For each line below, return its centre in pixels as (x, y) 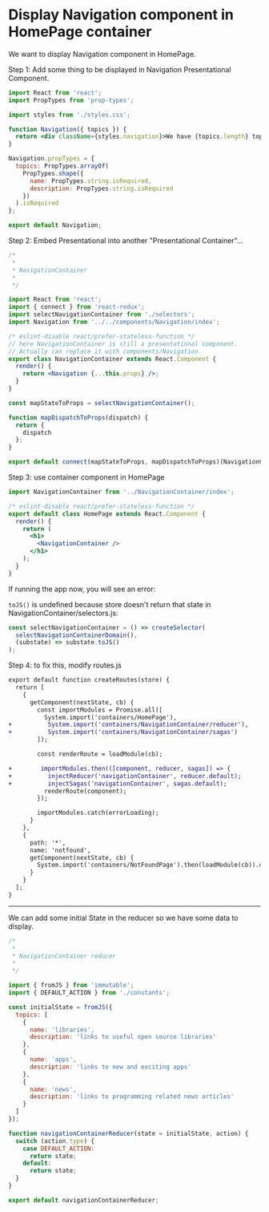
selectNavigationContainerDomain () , (76, 635)
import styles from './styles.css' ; (69, 115)
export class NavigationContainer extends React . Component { (112, 359)
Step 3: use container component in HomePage (86, 477)
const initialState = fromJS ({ (60, 1007)
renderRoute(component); (85, 791)
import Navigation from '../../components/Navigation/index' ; (114, 322)
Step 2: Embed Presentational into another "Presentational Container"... (126, 241)
